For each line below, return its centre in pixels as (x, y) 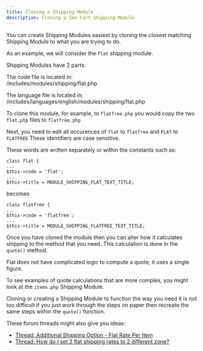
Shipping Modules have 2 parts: (46, 65)
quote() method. (27, 250)
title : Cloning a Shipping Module (50, 12)
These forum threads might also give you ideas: (66, 323)
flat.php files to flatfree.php (43, 120)
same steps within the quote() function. (56, 311)
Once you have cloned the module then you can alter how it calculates (95, 237)
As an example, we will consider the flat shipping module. (80, 53)
